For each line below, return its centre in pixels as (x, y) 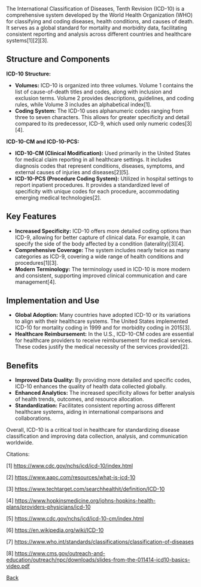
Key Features (31, 217)
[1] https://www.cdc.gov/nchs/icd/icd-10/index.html (70, 466)
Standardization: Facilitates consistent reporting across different (95, 406)
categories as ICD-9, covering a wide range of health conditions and (99, 256)
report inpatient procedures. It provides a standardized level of (92, 184)
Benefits (22, 366)
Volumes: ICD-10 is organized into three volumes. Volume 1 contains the (104, 85)
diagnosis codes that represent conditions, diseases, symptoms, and (100, 166)
